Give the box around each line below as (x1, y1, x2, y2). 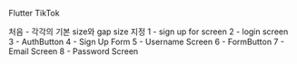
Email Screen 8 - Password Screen (8, 46, 139, 57)
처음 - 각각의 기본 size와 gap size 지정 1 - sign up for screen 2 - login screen (8, 26, 289, 37)
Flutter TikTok (8, 8, 60, 18)
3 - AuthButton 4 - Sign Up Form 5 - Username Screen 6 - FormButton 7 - (8, 36, 285, 47)
